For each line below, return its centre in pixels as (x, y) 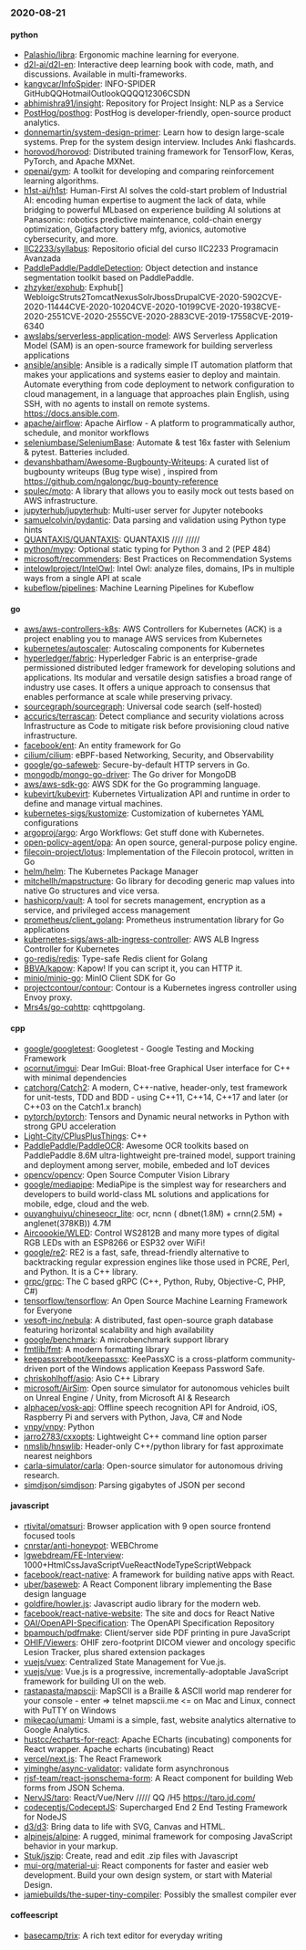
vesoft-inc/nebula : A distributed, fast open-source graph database (148, 1319)
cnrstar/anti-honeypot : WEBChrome (91, 1545)
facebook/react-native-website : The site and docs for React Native (149, 1613)
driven (36, 1368)
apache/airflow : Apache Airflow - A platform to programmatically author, (159, 423)
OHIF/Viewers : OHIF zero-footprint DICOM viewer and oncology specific (159, 1642)
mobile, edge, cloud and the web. (86, 1204)
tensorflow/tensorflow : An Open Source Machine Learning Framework (155, 1300)
